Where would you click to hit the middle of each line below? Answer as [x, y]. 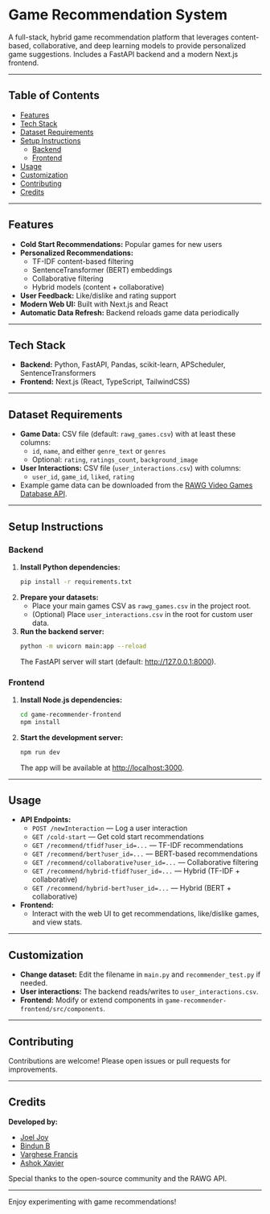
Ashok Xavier [42, 1163]
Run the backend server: [62, 631]
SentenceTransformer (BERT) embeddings [102, 270]
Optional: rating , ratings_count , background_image [115, 459]
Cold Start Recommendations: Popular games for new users [121, 244]
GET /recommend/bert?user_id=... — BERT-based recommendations [145, 854]
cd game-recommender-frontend [71, 714]
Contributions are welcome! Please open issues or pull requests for [119, 1060]
